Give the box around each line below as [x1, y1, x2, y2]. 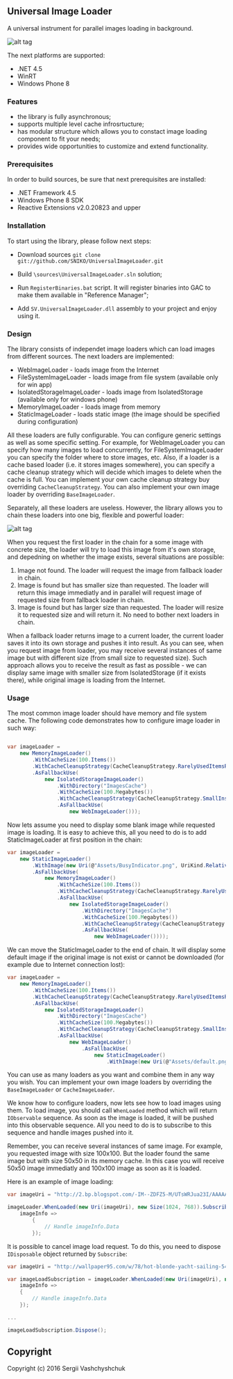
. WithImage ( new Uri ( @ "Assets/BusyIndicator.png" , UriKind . [32, 862, 207, 869]
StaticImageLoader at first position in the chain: [7, 835, 143, 844]
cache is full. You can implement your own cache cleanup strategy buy [7, 475, 210, 483]
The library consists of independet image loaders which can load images [7, 345, 215, 353]
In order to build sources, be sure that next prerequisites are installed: [7, 175, 207, 184]
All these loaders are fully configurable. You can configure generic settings [7, 431, 222, 439]
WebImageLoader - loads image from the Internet [17, 365, 159, 374]
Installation [7, 221, 46, 230]
